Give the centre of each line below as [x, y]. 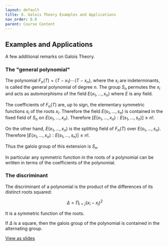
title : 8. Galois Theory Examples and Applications [61, 15]
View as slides [20, 238]
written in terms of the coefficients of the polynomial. [61, 162]
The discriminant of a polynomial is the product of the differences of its [79, 187]
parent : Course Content [30, 24]
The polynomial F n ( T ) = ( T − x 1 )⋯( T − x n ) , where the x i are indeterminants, [83, 81]
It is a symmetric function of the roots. [45, 213]
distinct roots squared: [29, 192]
